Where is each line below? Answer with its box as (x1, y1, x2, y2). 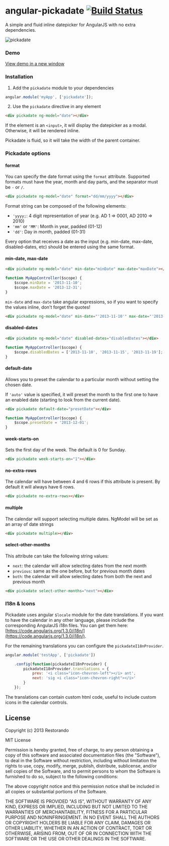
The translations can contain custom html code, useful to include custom (5, 694, 156, 700)
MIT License (5, 737, 31, 743)
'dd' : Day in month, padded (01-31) (12, 229, 86, 235)
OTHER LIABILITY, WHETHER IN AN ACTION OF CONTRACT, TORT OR (5, 825, 152, 831)
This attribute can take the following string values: (5, 553, 109, 559)
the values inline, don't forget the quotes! (5, 304, 91, 310)
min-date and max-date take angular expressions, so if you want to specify (5, 299, 158, 305)
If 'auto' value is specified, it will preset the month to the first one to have (5, 391, 158, 397)
